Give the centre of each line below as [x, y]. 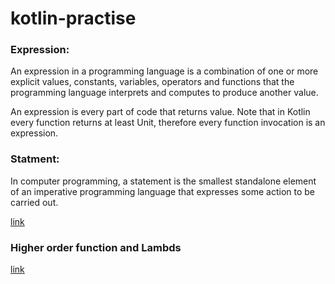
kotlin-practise [73, 18]
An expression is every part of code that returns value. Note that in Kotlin [160, 112]
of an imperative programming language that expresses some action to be [162, 191]
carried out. [34, 202]
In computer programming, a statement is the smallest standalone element [163, 181]
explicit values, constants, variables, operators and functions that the [152, 82]
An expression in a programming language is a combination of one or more [164, 71]
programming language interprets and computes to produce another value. [164, 93]
